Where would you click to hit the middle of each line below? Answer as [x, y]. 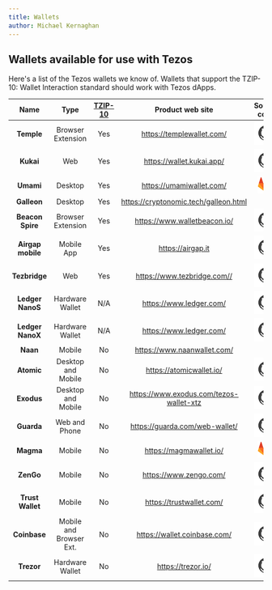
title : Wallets [34, 17]
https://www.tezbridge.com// [184, 276]
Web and [70, 422]
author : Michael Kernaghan [54, 25]
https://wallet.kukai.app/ [184, 161]
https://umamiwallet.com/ [184, 185]
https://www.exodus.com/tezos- [184, 394]
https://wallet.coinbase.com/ [184, 534]
